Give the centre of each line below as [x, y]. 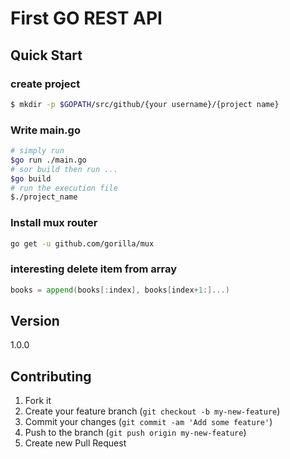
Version [35, 321]
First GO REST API [86, 18]
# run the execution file [64, 188]
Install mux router [54, 223]
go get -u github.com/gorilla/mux [82, 243]
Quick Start [46, 55]
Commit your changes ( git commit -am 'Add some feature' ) [148, 422]
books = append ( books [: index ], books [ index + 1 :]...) [120, 290]
